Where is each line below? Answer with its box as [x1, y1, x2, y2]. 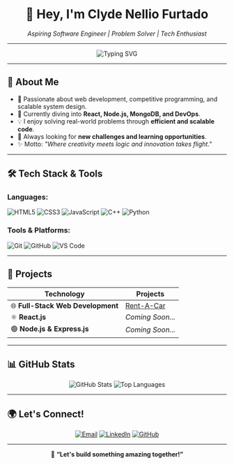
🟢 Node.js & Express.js [10, 324, 89, 334]
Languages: [7, 192, 49, 202]
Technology [44, 289, 85, 299]
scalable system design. [17, 102, 87, 110]
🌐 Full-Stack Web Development [10, 300, 119, 310]
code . [17, 125, 35, 133]
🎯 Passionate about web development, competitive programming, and [17, 94, 218, 103]
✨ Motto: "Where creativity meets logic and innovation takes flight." [17, 140, 212, 148]
